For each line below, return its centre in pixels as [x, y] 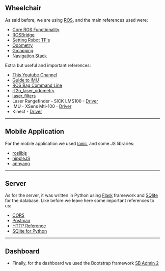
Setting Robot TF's [31, 40]
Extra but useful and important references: [48, 65]
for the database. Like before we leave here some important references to [80, 201]
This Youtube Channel [35, 75]
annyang [21, 163]
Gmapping [23, 50]
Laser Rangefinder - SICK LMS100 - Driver [55, 101]
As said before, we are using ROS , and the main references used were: [77, 20]
